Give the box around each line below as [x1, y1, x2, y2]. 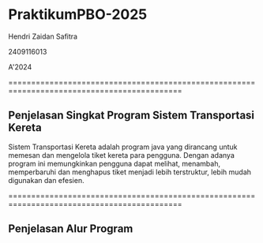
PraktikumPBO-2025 [8, 6, 148, 24]
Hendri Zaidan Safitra [8, 32, 77, 41]
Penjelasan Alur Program [8, 222, 133, 236]
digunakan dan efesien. [8, 175, 85, 185]
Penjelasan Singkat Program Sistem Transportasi [8, 109, 255, 122]
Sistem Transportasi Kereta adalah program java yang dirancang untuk [8, 142, 238, 151]
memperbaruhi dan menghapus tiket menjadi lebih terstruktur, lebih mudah [8, 167, 251, 177]
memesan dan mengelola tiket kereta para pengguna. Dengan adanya [8, 150, 235, 159]
